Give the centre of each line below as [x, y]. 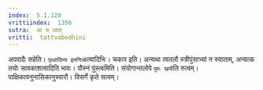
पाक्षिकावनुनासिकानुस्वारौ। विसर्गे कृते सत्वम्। [64, 77]
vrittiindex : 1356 [40, 23]
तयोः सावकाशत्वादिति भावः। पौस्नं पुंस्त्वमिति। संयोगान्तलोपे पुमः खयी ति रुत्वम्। [104, 68]
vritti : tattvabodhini [47, 37]
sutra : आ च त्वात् [35, 30]
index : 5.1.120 [35, 15]
